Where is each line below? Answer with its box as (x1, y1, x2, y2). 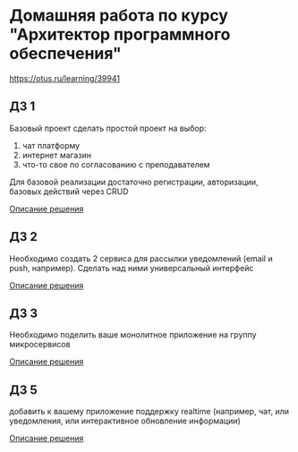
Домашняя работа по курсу (9, 5, 228, 26)
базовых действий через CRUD (9, 185, 129, 197)
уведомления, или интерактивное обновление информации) (9, 415, 242, 426)
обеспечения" (9, 44, 123, 64)
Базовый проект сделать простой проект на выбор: (9, 123, 208, 133)
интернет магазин (21, 149, 92, 160)
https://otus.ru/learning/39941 (9, 72, 121, 83)
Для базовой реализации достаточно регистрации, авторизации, (9, 176, 259, 187)
